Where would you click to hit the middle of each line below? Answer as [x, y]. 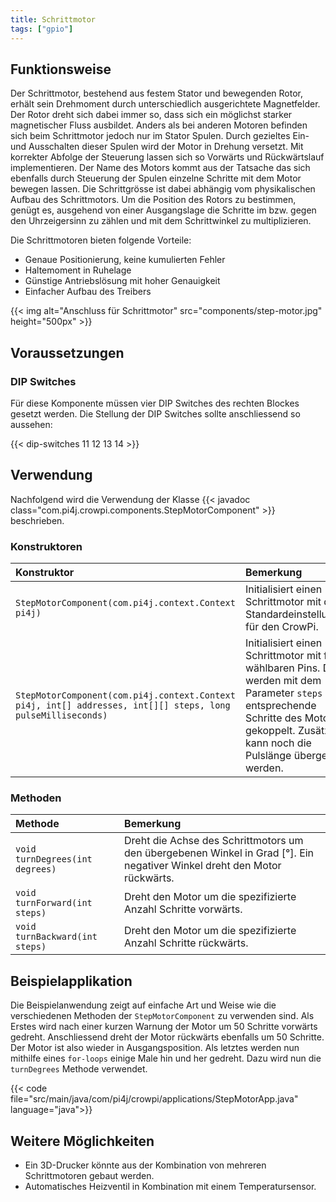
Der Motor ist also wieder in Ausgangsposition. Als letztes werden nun [155, 1048]
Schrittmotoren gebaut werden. [89, 1176]
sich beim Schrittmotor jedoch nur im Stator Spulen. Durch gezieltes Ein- [160, 136]
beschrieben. [37, 520]
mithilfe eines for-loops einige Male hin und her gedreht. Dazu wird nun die [166, 1058]
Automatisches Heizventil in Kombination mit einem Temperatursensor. [170, 1187]
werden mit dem [283, 681]
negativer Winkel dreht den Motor [203, 866]
